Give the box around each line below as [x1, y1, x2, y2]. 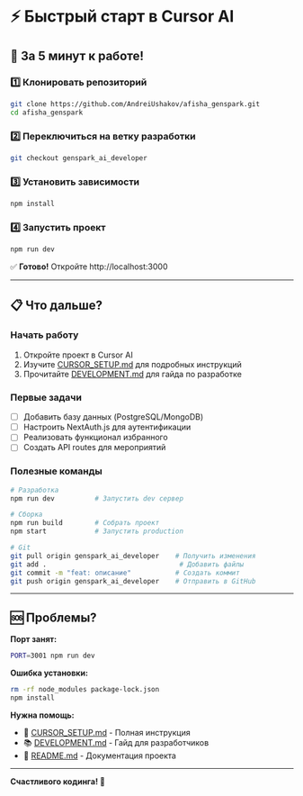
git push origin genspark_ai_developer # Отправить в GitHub [10, 576, 256, 585]
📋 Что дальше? [10, 297, 102, 312]
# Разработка [10, 485, 59, 494]
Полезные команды [10, 465, 102, 477]
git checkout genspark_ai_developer [10, 153, 147, 162]
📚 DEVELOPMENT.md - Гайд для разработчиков [22, 737, 209, 747]
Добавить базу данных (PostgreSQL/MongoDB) [22, 412, 204, 422]
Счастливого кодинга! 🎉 [10, 775, 106, 787]
